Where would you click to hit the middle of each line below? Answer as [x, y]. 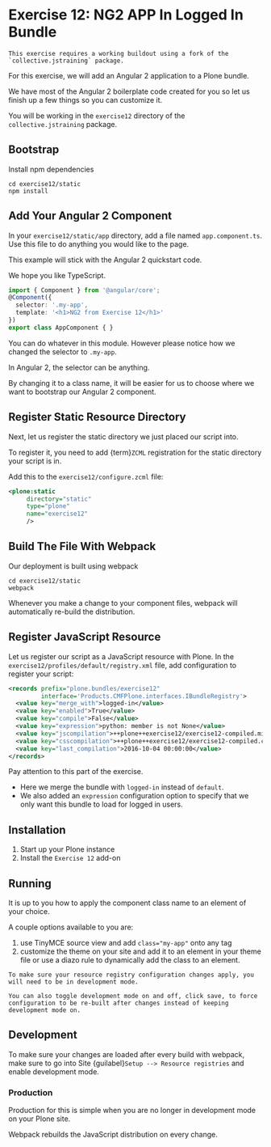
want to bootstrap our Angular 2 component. [82, 392]
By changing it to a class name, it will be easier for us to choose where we [131, 383]
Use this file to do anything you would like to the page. [99, 243]
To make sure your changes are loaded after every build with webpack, [126, 1054]
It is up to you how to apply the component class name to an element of [127, 903]
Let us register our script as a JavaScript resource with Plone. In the [121, 656]
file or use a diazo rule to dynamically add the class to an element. [130, 960]
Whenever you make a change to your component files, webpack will [123, 603]
